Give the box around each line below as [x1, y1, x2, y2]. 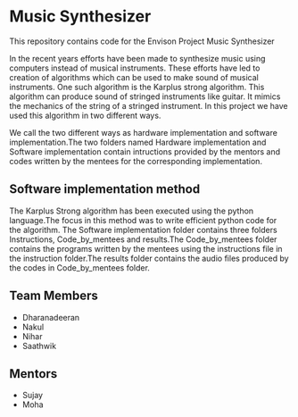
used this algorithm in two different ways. [9, 110, 161, 121]
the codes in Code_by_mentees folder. [9, 262, 150, 273]
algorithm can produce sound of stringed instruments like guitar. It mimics [9, 91, 281, 102]
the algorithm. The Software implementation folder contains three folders [9, 224, 278, 235]
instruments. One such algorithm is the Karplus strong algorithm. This [9, 81, 265, 92]
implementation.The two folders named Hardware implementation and [9, 137, 267, 147]
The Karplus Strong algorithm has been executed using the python [9, 205, 254, 216]
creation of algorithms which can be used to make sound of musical [9, 71, 259, 82]
